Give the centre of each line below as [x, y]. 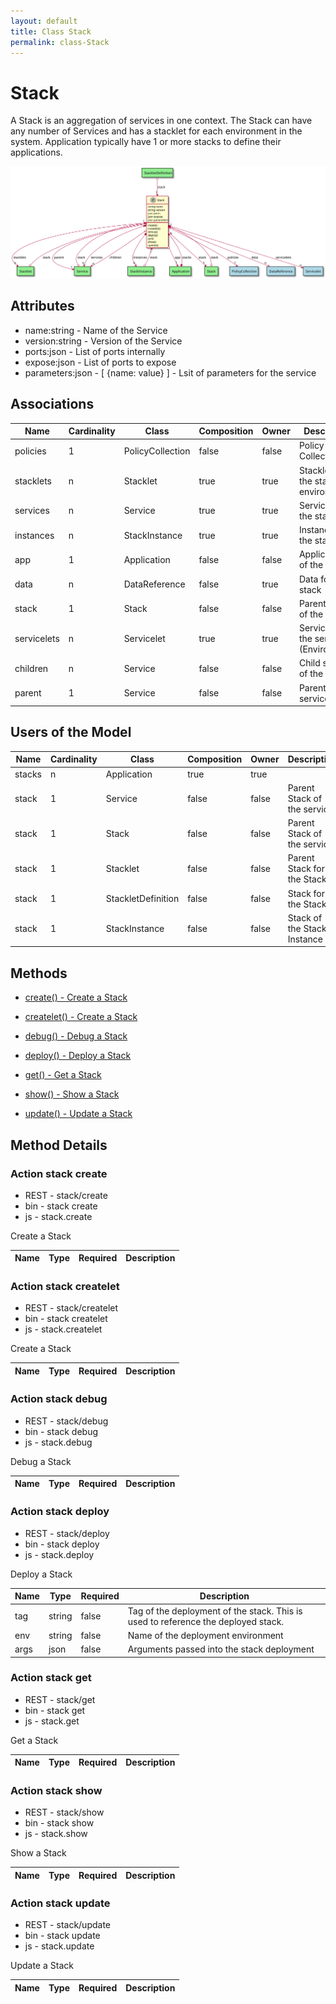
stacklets [33, 481]
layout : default [44, 21]
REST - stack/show [64, 1812]
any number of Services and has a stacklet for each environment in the [156, 131]
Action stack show [56, 1790]
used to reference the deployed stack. [206, 1621]
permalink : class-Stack [60, 42]
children [31, 668]
